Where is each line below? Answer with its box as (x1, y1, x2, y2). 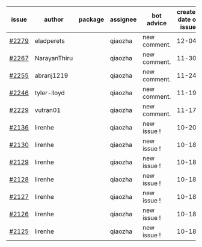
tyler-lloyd (34, 89, 65, 97)
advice (147, 19, 167, 27)
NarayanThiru (34, 54, 73, 62)
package (78, 15, 105, 23)
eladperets (34, 37, 65, 45)
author (44, 15, 64, 23)
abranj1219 (34, 72, 69, 80)
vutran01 (34, 106, 61, 114)
